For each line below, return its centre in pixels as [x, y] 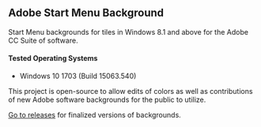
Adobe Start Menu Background [86, 13]
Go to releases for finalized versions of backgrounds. [95, 115]
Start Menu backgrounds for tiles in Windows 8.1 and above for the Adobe [129, 32]
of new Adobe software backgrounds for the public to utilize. [107, 100]
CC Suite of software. [43, 40]
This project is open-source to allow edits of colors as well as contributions [130, 92]
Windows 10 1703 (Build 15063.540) [78, 76]
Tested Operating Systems [53, 58]
